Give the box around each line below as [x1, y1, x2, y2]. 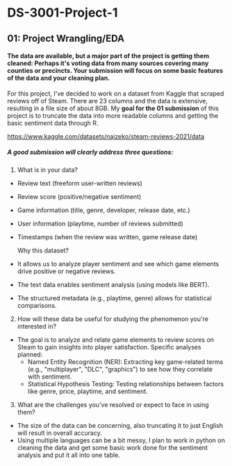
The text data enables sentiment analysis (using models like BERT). [17, 280, 210, 288]
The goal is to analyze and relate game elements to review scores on [17, 335, 214, 344]
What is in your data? [17, 165, 78, 174]
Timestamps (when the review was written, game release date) [17, 232, 198, 241]
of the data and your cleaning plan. [7, 74, 110, 83]
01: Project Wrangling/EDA [7, 33, 125, 44]
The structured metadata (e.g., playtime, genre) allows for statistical [17, 293, 212, 302]
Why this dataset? [17, 246, 69, 254]
